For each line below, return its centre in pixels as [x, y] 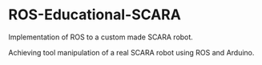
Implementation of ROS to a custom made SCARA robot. [101, 37]
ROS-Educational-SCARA [95, 15]
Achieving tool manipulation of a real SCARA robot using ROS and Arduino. [131, 52]
